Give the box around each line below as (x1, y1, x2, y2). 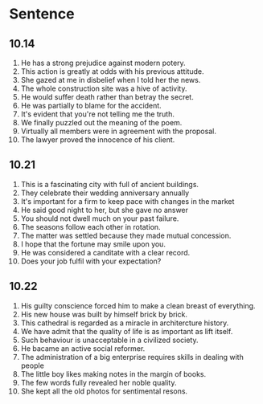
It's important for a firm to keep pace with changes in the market (20, 196, 235, 206)
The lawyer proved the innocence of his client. (20, 135, 175, 145)
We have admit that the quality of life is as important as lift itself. (20, 326, 233, 336)
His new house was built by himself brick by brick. (20, 309, 188, 319)
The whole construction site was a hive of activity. (20, 84, 187, 93)
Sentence (9, 5, 75, 23)
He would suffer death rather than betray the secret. (20, 92, 194, 101)
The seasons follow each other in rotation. (20, 222, 161, 231)
